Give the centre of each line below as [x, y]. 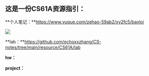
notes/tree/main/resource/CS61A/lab [43, 47]
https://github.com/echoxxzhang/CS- [63, 42]
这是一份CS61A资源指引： [45, 9]
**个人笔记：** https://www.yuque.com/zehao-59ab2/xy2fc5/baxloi [75, 22]
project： [15, 68]
